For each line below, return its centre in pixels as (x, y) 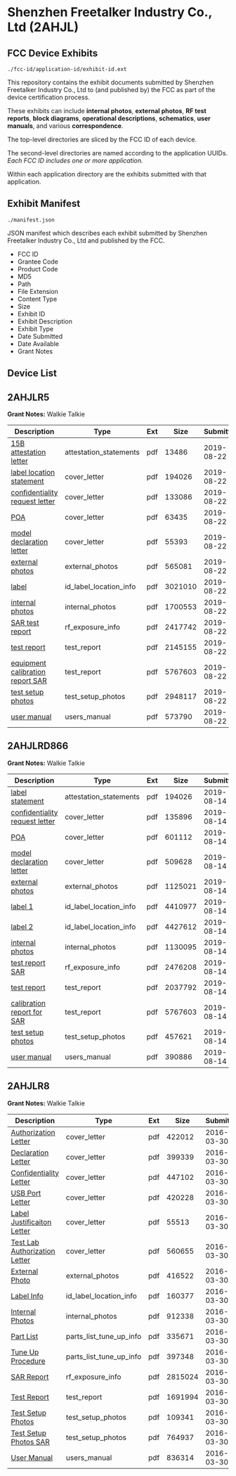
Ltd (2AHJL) (43, 27)
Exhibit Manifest (44, 204)
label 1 (22, 906)
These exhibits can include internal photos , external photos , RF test (107, 111)
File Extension (38, 291)
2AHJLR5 (28, 397)
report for (27, 1012)
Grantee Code (38, 262)
